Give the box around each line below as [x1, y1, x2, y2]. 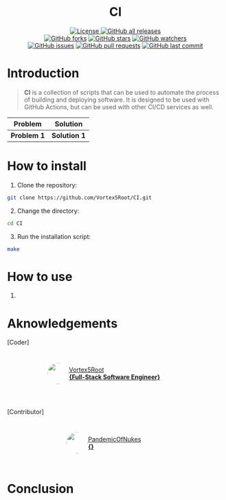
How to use [7, 269, 73, 284]
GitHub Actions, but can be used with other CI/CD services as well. [23, 102, 214, 111]
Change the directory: [16, 207, 80, 215]
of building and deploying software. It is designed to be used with [23, 95, 210, 104]
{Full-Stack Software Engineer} [68, 373, 161, 381]
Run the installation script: [16, 232, 91, 240]
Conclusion [7, 481, 74, 497]
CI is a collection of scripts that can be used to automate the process [23, 88, 220, 96]
